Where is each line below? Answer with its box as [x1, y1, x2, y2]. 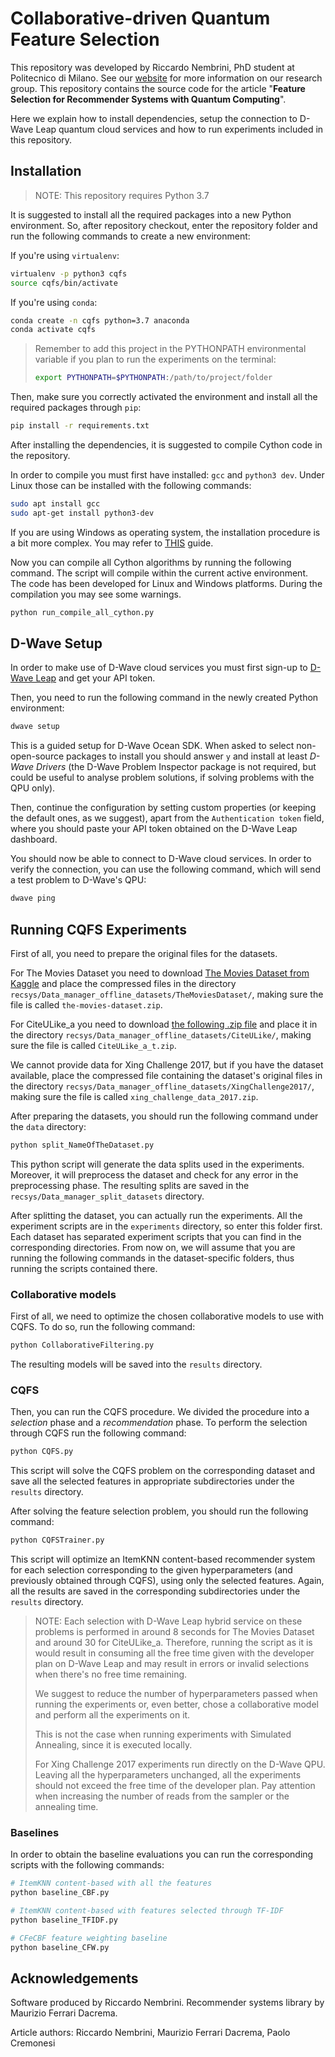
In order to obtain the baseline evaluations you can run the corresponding [10, 1848, 314, 1861]
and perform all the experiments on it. [34, 1709, 191, 1721]
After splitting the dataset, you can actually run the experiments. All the [10, 1209, 303, 1221]
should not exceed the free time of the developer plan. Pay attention [34, 1780, 316, 1792]
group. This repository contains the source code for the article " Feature [10, 82, 306, 94]
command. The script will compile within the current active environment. [10, 567, 309, 579]
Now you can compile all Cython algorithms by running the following [10, 556, 292, 568]
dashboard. [10, 833, 58, 846]
